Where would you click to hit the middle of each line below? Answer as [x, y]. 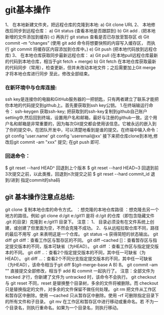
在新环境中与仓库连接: [31, 87]
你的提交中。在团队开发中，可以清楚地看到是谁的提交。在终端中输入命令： [84, 130]
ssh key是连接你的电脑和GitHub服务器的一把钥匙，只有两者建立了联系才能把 [82, 99]
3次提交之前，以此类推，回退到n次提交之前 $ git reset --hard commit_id [77, 174]
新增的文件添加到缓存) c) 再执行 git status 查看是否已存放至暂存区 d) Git [77, 37]
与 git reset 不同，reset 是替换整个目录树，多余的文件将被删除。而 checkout [82, 283]
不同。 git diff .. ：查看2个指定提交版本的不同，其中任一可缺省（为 [80, 253]
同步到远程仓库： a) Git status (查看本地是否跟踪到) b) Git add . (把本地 [84, 30]
